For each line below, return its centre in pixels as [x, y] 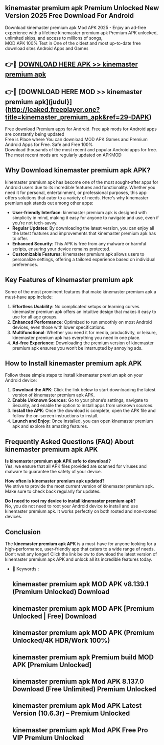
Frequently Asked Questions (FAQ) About [69, 442]
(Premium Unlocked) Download [61, 592]
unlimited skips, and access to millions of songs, [54, 38]
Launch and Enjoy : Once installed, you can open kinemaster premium [82, 421]
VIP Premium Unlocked [48, 737]
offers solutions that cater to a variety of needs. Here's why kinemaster [77, 197]
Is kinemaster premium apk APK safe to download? [58, 461]
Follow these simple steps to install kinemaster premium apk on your [74, 375]
